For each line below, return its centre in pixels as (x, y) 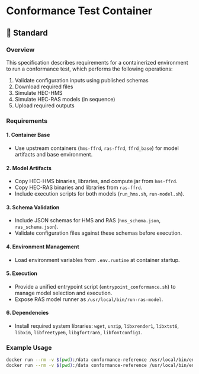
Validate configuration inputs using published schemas (82, 80)
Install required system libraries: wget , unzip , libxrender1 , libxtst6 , (97, 326)
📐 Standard (27, 33)
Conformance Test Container (79, 11)
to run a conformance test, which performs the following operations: (89, 69)
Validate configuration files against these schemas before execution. (98, 233)
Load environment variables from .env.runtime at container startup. (97, 260)
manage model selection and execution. (63, 293)
